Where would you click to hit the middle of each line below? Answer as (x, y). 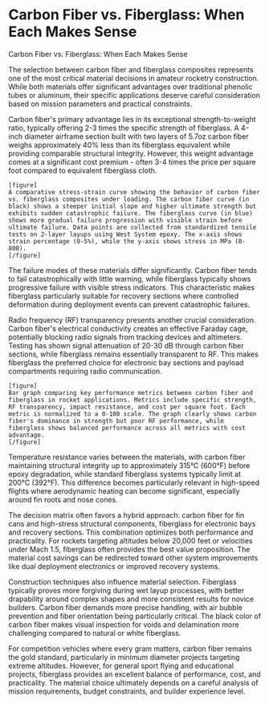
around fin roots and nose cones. (63, 499)
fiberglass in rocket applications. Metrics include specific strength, (132, 400)
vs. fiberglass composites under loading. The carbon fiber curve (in (129, 199)
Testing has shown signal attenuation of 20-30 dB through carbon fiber (126, 345)
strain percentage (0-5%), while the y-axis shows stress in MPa (120, 241)
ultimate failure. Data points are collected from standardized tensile (132, 227)
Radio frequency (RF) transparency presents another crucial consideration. (132, 319)
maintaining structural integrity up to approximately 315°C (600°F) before (129, 465)
